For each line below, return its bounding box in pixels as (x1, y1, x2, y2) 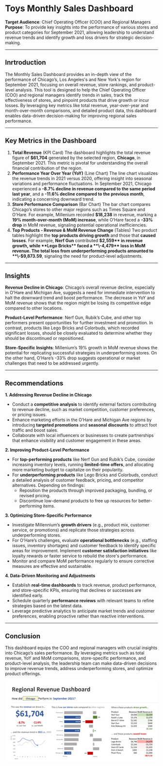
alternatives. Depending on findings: (12, 483, 85, 488)
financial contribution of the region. (12, 165, 83, 171)
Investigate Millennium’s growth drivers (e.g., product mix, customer (12, 522, 149, 528)
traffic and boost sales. (12, 427, 58, 433)
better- (138, 498, 152, 504)
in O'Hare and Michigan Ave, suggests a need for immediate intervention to (5, 290, 155, 296)
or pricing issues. (12, 412, 47, 418)
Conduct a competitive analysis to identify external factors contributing (12, 401, 157, 407)
